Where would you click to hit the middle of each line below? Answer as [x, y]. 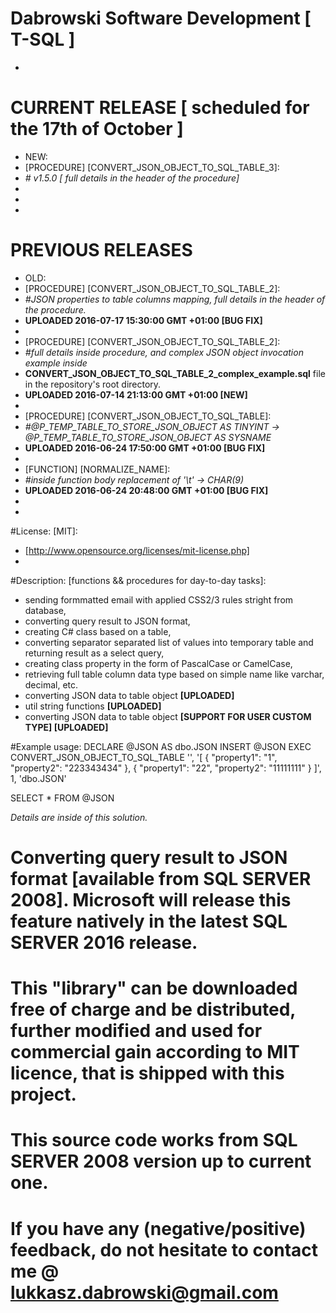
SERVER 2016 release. [104, 943]
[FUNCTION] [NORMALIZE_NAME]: [97, 469]
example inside [56, 363]
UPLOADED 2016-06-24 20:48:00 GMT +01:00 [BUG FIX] [146, 490]
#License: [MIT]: [44, 531]
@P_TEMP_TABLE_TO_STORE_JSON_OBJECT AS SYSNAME [148, 437]
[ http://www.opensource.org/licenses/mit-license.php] [137, 550]
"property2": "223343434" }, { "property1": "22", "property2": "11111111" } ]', [166, 768]
